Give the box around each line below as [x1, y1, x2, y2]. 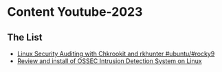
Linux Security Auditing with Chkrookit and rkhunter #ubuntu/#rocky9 [16, 49, 215, 58]
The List [7, 32, 43, 43]
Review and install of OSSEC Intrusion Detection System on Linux [16, 57, 202, 65]
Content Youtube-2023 [7, 4, 143, 20]
